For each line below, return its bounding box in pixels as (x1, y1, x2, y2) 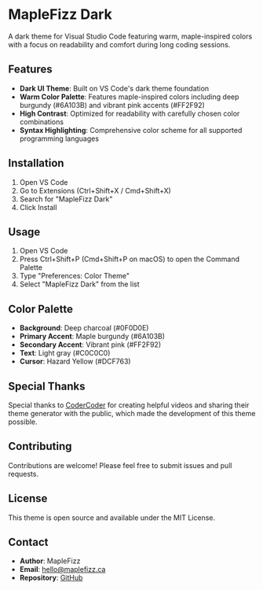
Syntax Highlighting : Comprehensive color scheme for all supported (19, 125, 243, 135)
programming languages (19, 134, 100, 143)
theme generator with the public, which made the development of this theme (8, 409, 256, 418)
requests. (8, 469, 39, 478)
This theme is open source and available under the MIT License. (8, 513, 216, 522)
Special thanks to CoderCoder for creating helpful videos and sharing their (8, 400, 250, 410)
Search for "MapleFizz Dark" (19, 194, 113, 204)
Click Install (19, 202, 57, 212)
